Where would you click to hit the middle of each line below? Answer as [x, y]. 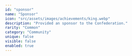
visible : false [21, 41]
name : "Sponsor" [22, 14]
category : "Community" [28, 32]
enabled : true [20, 46]
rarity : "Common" [23, 28]
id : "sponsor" [20, 9]
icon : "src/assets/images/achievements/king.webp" [58, 19]
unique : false [20, 37]
